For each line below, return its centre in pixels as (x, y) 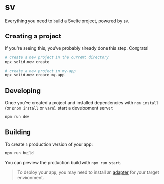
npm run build (20, 153)
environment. (30, 177)
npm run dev (17, 117)
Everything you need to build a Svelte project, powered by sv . (67, 21)
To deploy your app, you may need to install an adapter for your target (88, 172)
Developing (23, 91)
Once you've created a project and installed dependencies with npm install (82, 103)
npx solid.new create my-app (35, 75)
